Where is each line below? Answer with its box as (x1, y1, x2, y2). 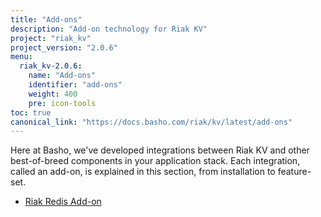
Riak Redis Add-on (24, 196, 102, 208)
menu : (10, 52, 33, 62)
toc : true (10, 107, 52, 118)
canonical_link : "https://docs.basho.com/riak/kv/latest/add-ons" (10, 117, 293, 127)
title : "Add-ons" (10, 14, 83, 25)
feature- (277, 166, 312, 178)
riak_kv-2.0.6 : (19, 61, 83, 71)
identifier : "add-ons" (28, 80, 123, 90)
